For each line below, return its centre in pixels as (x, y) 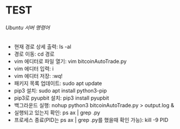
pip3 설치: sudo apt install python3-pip (60, 91)
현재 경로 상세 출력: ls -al (43, 47)
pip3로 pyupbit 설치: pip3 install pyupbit (61, 98)
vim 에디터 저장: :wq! (38, 76)
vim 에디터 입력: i (34, 69)
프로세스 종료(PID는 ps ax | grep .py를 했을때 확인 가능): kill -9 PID (91, 120)
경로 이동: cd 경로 (34, 54)
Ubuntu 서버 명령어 (28, 28)
